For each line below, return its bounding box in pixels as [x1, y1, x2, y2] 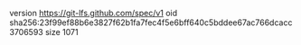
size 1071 [44, 27, 79, 37]
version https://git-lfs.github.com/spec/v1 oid [9, 8, 178, 18]
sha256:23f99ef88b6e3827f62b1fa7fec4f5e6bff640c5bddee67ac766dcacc [9, 17, 293, 28]
